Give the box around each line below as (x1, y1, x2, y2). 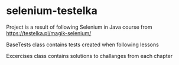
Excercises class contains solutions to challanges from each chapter (6, 52, 173, 59)
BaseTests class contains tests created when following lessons (6, 41, 160, 48)
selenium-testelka (6, 4, 97, 18)
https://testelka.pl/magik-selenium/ (6, 29, 92, 36)
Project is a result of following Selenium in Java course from (6, 23, 152, 30)
